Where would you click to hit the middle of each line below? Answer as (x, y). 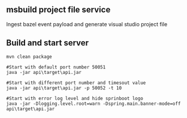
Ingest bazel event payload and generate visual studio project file (87, 24)
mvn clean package (29, 57)
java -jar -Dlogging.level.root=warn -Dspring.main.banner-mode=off (93, 104)
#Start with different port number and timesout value (76, 83)
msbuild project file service (58, 10)
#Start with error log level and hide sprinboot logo (75, 98)
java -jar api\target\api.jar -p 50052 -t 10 (64, 88)
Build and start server (47, 43)
